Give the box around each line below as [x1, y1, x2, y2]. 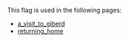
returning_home [17, 27, 64, 35]
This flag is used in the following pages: [7, 6, 122, 14]
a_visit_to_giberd [17, 20, 65, 27]
